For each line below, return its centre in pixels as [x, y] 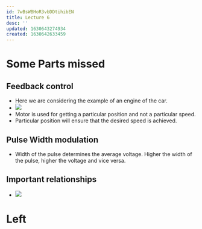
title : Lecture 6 [28, 17]
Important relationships [52, 179]
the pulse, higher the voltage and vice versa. [70, 160]
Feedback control [40, 86]
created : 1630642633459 [36, 34]
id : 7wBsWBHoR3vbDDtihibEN [40, 12]
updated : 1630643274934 [36, 29]
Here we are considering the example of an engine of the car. [91, 101]
